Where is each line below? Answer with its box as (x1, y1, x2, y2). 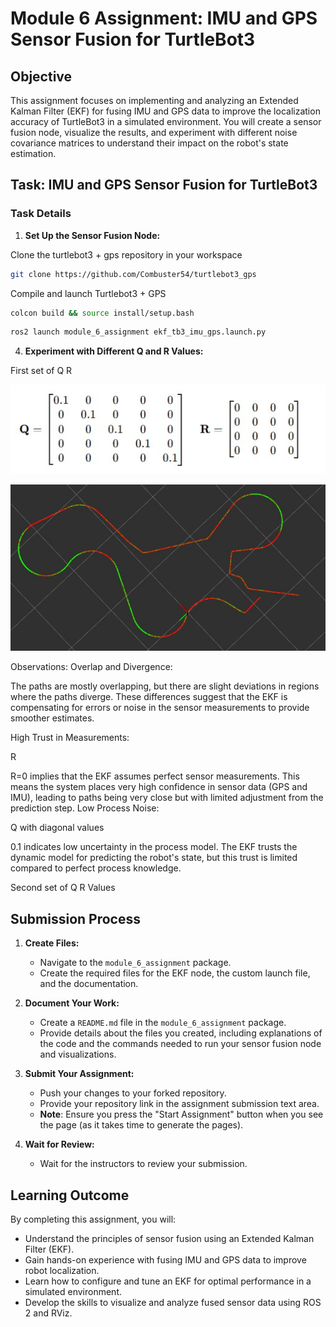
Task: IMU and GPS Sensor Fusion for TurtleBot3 (10, 177, 318, 194)
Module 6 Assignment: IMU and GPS (10, 7, 318, 30)
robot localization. (24, 1264, 100, 1276)
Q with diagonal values (10, 822, 105, 834)
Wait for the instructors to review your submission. (39, 1158, 248, 1170)
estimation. (10, 148, 57, 159)
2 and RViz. (24, 1307, 73, 1319)
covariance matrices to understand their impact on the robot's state (10, 137, 289, 149)
